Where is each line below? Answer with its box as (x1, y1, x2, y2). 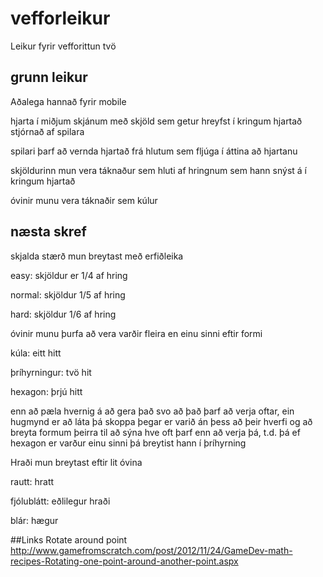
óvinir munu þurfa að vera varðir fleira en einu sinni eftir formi (10, 327, 263, 339)
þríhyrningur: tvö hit (10, 366, 92, 378)
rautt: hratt (10, 475, 55, 487)
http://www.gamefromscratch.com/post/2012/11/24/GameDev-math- (10, 544, 293, 556)
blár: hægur (10, 514, 59, 526)
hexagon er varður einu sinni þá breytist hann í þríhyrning (10, 437, 247, 449)
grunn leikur (10, 69, 88, 86)
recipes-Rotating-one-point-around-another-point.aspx (10, 555, 239, 567)
